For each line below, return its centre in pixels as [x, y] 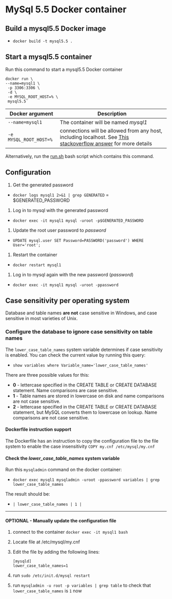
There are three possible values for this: [47, 375]
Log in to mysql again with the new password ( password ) [73, 274]
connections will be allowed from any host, [111, 131]
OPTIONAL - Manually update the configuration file [61, 520]
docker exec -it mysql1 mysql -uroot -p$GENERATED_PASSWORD [78, 221]
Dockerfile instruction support [38, 429]
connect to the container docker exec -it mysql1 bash [70, 532]
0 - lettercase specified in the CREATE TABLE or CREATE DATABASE [85, 385]
